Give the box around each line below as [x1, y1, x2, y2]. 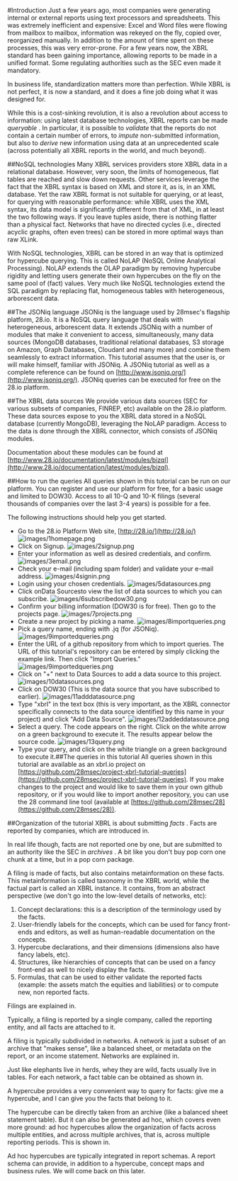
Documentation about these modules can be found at [7, 448, 163, 456]
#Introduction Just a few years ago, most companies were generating [7, 6, 211, 14]
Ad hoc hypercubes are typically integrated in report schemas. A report [7, 1152, 216, 1160]
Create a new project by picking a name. [17, 617, 136, 625]
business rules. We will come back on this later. [7, 1167, 146, 1175]
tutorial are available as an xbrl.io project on [17, 760, 146, 768]
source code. [17, 738, 57, 746]
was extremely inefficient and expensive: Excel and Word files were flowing [7, 21, 228, 29]
